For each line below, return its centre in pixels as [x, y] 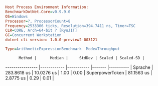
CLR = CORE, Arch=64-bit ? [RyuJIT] [41, 31]
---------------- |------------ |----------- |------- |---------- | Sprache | [79, 67]
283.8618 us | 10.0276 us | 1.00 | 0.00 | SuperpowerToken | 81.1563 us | [79, 72]
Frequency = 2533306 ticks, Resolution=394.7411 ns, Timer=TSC [70, 26]
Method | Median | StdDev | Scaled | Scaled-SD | [81, 58]
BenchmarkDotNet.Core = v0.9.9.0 [38, 12]
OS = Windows [17, 16]
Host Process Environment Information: [47, 7]
